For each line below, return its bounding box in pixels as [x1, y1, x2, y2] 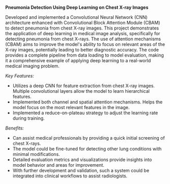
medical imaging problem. [5, 63, 60, 69]
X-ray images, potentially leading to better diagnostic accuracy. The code [5, 47, 159, 52]
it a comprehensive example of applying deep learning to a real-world [5, 58, 151, 63]
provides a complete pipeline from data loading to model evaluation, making [5, 52, 164, 58]
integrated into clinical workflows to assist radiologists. [12, 173, 128, 179]
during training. [12, 115, 45, 121]
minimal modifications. [12, 151, 60, 157]
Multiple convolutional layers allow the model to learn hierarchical [12, 88, 150, 94]
